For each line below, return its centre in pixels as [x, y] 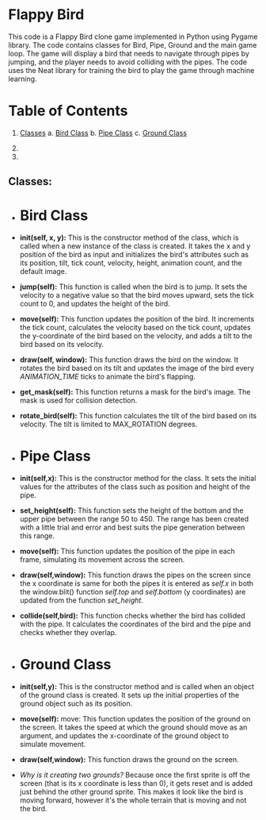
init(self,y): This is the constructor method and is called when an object [137, 687]
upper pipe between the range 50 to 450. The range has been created [134, 519]
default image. [43, 271]
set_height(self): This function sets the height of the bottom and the [131, 510]
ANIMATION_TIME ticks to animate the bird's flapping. [108, 377]
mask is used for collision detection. [78, 400]
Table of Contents [68, 111]
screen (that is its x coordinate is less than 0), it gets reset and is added [136, 783]
